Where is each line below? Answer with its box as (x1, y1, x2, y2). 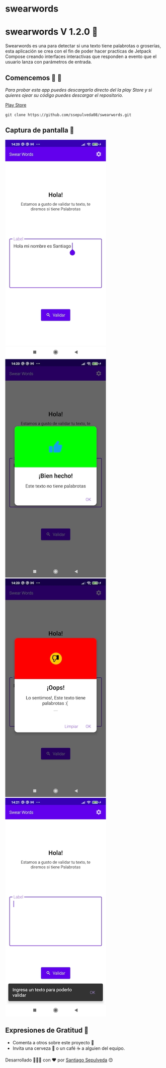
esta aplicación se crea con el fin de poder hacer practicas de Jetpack (5, 48, 152, 54)
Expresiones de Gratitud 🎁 (5, 1026, 89, 1035)
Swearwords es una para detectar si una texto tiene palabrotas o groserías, (5, 43, 161, 49)
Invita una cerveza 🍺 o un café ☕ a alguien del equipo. (12, 1045, 125, 1051)
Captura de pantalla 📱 (5, 126, 74, 135)
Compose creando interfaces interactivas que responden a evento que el (5, 53, 157, 60)
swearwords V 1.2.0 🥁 (5, 26, 98, 38)
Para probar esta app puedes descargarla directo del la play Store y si (5, 87, 152, 93)
